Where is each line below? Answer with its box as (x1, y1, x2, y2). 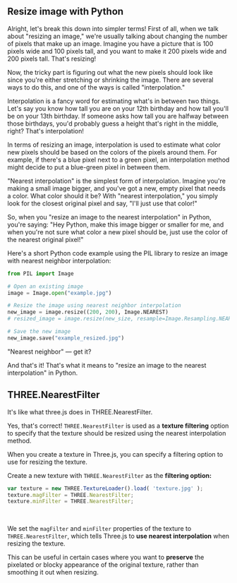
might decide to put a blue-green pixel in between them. (7, 162, 171, 172)
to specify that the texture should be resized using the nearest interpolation (7, 428, 226, 437)
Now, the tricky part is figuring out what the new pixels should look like (7, 68, 213, 76)
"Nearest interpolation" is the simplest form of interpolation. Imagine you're (7, 176, 226, 185)
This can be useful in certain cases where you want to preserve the (7, 553, 205, 562)
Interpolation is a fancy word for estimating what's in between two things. (7, 97, 221, 105)
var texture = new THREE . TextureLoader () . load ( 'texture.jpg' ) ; (7, 485, 203, 492)
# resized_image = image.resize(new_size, (7, 315, 134, 323)
